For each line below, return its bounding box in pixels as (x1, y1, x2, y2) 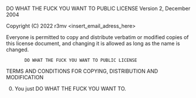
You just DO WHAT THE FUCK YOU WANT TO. (14, 85, 126, 92)
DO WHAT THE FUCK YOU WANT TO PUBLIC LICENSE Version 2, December (6, 5, 191, 12)
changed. (6, 46, 29, 53)
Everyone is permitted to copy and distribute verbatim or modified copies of (6, 34, 189, 40)
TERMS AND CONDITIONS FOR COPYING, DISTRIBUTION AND (6, 68, 159, 75)
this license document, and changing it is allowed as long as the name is (6, 40, 180, 47)
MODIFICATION (6, 74, 44, 80)
